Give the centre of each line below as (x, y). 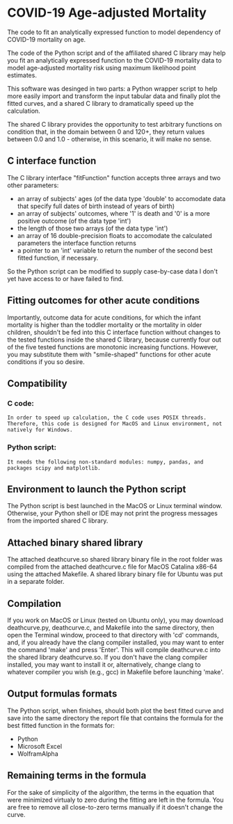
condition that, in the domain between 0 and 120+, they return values (106, 132)
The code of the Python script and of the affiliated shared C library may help (116, 53)
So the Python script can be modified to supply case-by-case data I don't (112, 271)
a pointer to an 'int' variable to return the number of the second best (115, 250)
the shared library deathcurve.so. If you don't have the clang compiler (107, 657)
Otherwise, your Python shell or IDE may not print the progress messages (112, 514)
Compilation (34, 603)
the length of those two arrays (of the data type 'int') (93, 228)
